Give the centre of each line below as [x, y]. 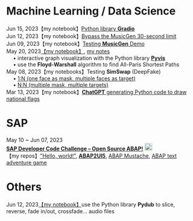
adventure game [27, 162]
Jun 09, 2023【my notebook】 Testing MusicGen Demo [75, 43]
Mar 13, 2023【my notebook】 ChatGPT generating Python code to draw [96, 92]
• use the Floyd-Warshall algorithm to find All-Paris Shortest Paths [96, 64]
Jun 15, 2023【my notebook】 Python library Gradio [71, 28]
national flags [23, 98]
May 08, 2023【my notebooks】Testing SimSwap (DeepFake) [84, 71]
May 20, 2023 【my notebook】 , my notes [58, 51]
